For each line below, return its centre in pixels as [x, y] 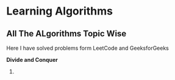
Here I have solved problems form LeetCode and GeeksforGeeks [87, 48]
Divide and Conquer [32, 60]
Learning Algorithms [59, 11]
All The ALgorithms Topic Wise [66, 34]
